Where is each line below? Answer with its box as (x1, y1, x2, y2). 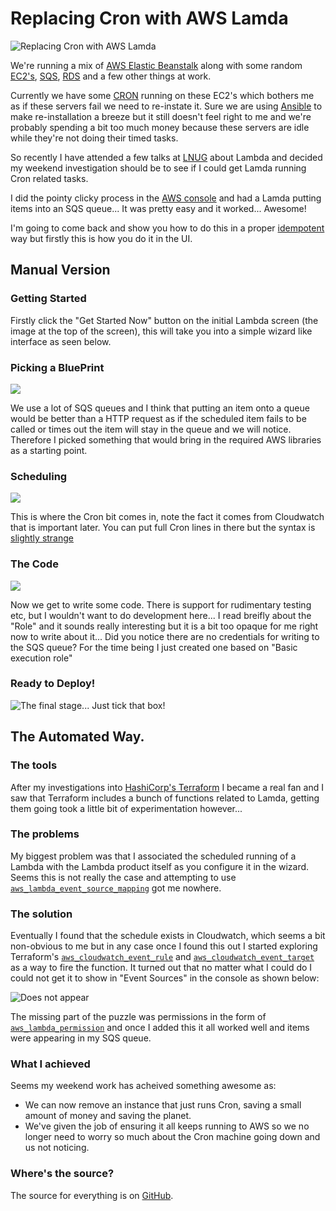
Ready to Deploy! (10, 677, 96, 691)
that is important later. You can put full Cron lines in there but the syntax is (10, 522, 316, 534)
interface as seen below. (10, 335, 112, 347)
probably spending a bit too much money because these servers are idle (10, 121, 310, 133)
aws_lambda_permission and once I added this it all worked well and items (10, 1022, 310, 1034)
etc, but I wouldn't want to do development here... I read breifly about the (10, 609, 312, 621)
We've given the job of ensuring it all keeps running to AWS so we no (24, 1120, 310, 1132)
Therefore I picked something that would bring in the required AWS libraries (10, 433, 322, 446)
